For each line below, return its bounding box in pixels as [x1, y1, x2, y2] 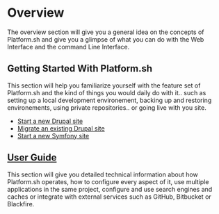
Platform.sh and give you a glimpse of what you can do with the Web [7, 35, 204, 43]
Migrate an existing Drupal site [17, 124, 106, 133]
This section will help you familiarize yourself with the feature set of [7, 81, 201, 90]
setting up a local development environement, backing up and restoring [7, 96, 212, 104]
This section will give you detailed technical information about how [7, 170, 198, 179]
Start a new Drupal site [17, 117, 83, 125]
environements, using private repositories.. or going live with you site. [7, 103, 206, 112]
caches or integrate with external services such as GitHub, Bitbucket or [7, 192, 212, 201]
